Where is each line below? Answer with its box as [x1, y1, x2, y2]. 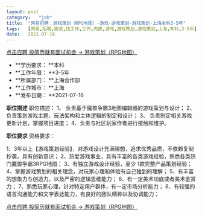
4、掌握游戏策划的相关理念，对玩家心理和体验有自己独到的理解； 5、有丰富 [6, 168, 194, 175]
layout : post [6, 8, 39, 15]
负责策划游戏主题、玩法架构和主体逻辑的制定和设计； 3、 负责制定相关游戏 [6, 112, 192, 119]
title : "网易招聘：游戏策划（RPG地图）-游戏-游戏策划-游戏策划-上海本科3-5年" [6, 20, 186, 26]
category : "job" [6, 14, 52, 21]
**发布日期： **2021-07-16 [14, 92, 84, 99]
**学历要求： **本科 [14, 62, 65, 69]
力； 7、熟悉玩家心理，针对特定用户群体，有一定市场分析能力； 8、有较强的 [6, 183, 195, 190]
